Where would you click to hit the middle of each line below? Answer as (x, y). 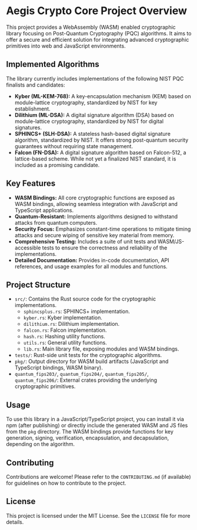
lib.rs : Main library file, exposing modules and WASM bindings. (101, 349)
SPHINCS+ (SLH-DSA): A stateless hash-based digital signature (92, 134)
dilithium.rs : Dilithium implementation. (71, 324)
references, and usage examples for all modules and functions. (91, 266)
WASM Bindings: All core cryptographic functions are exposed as (95, 198)
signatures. (28, 127)
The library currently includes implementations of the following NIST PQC (95, 78)
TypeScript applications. (44, 210)
